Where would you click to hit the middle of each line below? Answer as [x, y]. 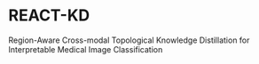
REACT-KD [49, 16]
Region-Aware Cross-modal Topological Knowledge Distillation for [129, 40]
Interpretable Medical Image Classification [86, 49]
